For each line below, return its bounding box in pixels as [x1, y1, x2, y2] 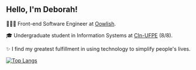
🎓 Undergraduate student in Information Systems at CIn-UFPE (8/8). [6, 32, 173, 38]
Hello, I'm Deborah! [6, 5, 78, 15]
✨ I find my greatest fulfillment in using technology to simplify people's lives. [6, 45, 191, 52]
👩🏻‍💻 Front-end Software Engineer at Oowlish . [6, 20, 116, 27]
